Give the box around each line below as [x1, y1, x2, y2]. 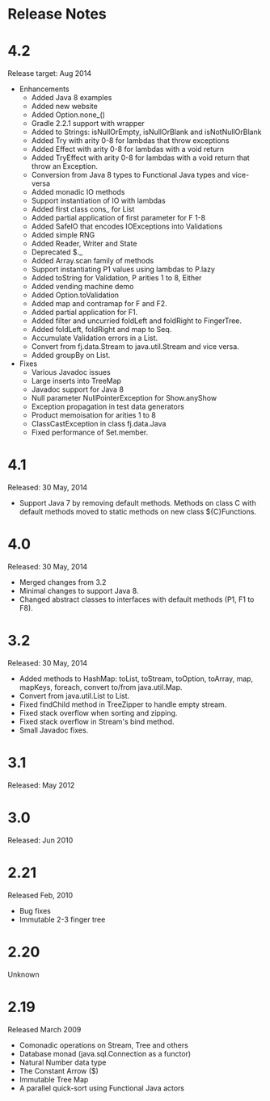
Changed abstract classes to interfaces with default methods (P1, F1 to [19, 595, 255, 604]
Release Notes [7, 5, 107, 23]
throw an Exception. [31, 162, 99, 171]
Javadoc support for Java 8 [31, 385, 124, 394]
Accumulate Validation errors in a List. [31, 333, 158, 343]
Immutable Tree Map [19, 1074, 89, 1084]
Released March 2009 [7, 1024, 82, 1034]
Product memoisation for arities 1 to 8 [31, 410, 157, 420]
